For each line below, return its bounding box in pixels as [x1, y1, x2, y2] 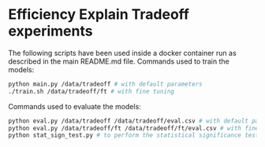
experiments [8, 22, 93, 40]
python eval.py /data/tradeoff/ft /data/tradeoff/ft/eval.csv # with [8, 124, 242, 132]
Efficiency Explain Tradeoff [8, 6, 189, 24]
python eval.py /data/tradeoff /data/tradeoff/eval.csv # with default [8, 116, 248, 125]
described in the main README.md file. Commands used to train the [8, 57, 230, 66]
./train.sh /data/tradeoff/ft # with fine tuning [8, 87, 175, 95]
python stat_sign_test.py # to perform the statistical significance [8, 131, 242, 139]
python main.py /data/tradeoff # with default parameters [8, 80, 203, 88]
